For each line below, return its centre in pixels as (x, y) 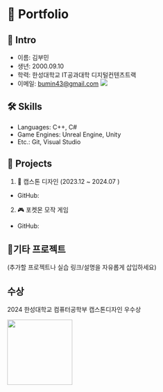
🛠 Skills (25, 107)
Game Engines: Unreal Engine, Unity (69, 134)
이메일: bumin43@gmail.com (58, 84)
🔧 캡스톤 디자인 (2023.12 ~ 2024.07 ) (68, 181)
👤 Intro (22, 40)
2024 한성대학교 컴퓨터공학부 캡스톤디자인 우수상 (74, 310)
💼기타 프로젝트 (36, 250)
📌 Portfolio (38, 14)
